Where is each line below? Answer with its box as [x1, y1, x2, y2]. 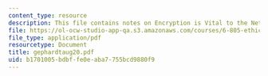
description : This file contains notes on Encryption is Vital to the [8, 19, 248, 27]
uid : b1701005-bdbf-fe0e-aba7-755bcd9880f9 [8, 56, 156, 64]
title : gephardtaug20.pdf [8, 48, 94, 56]
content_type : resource [8, 11, 88, 20]
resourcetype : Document [8, 41, 88, 49]
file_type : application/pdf [8, 33, 102, 42]
